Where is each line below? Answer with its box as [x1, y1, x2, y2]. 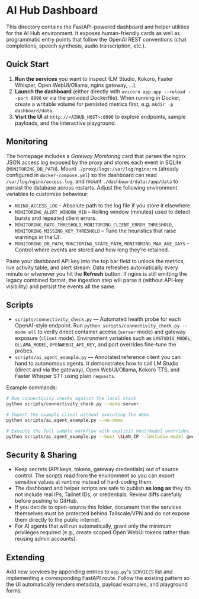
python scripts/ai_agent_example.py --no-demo [6, 417, 123, 423]
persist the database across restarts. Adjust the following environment [6, 184, 178, 191]
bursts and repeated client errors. [14, 215, 97, 222]
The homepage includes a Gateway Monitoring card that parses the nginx [6, 152, 187, 159]
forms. [6, 587, 23, 594]
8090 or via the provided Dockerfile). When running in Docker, [30, 94, 181, 101]
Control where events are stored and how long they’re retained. [14, 246, 169, 253]
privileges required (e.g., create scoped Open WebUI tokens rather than [14, 529, 190, 536]
